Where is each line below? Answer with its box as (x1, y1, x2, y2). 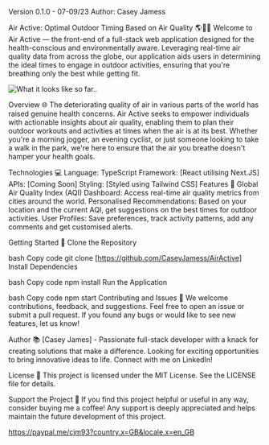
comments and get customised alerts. (8, 222, 134, 232)
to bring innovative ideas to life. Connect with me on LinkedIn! (8, 355, 213, 365)
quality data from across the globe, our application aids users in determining (8, 52, 261, 61)
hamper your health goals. (8, 152, 96, 161)
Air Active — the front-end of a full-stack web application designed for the (8, 35, 255, 43)
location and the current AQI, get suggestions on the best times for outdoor (8, 205, 257, 214)
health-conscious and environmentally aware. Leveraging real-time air (8, 43, 241, 52)
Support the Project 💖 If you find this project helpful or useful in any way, (8, 394, 249, 404)
